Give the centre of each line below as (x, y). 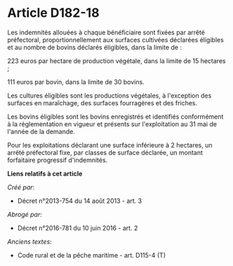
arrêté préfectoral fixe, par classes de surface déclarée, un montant (105, 152)
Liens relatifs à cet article (45, 173)
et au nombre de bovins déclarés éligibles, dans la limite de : (95, 47)
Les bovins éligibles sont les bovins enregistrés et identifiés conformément (115, 117)
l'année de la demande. (41, 131)
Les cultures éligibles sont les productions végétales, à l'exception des (109, 95)
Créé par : (21, 187)
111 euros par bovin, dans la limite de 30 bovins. (76, 81)
